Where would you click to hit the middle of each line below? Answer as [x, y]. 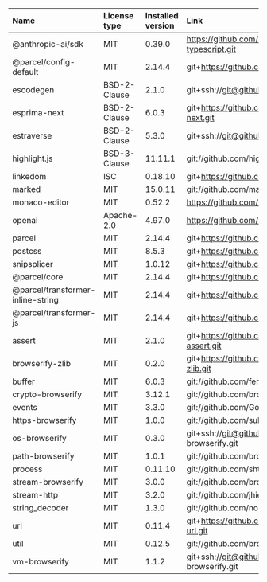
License [118, 16]
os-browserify [40, 438]
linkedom [29, 176]
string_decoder [41, 508]
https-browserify [44, 420]
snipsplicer [33, 264]
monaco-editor [41, 202]
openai [25, 220]
